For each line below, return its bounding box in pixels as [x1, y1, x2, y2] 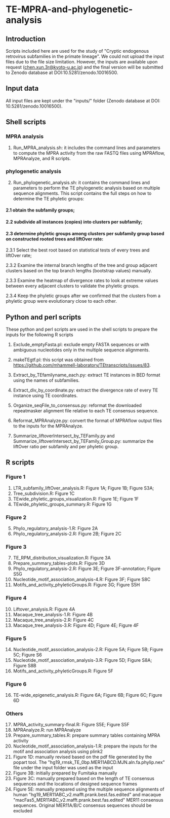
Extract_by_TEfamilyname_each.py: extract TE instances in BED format [13, 372, 161, 378]
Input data [6, 84, 39, 93]
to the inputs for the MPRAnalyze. [13, 423, 83, 429]
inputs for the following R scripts [6, 332, 73, 338]
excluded [13, 808, 32, 814]
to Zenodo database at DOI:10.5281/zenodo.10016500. [6, 69, 118, 76]
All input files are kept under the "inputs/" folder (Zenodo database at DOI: [6, 97, 161, 103]
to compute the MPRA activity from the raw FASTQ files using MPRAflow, [13, 150, 165, 156]
